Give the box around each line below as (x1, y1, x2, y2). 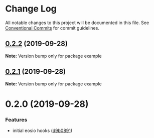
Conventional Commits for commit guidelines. (5, 25, 99, 31)
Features (5, 116, 28, 123)
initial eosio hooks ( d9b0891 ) (12, 127, 73, 133)
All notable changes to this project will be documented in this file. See (5, 20, 149, 26)
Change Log (5, 3, 57, 15)
